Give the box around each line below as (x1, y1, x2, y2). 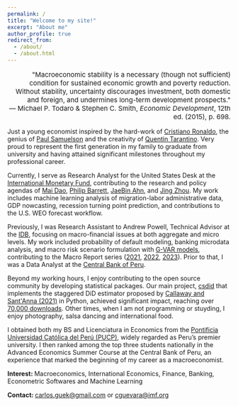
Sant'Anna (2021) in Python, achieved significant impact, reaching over (7, 296, 215, 305)
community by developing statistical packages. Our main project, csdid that (7, 281, 228, 290)
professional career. (7, 157, 66, 165)
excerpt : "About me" (7, 23, 69, 31)
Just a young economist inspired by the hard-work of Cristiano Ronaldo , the (7, 127, 229, 136)
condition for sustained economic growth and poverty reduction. (29, 78, 231, 87)
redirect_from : (7, 37, 52, 44)
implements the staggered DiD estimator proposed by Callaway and (7, 289, 205, 297)
